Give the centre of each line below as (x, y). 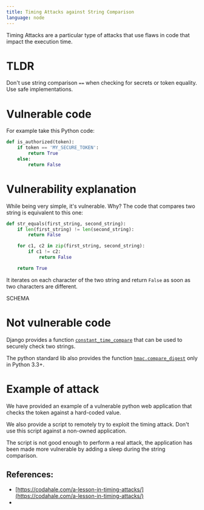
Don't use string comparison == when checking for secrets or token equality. (102, 83)
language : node (25, 18)
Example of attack (53, 389)
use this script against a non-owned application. (66, 431)
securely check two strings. (41, 346)
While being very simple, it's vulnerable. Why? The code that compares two (101, 206)
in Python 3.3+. (25, 364)
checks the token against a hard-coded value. (64, 413)
